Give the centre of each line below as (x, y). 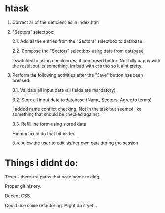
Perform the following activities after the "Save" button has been (78, 75)
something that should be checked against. (56, 114)
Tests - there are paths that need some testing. (53, 177)
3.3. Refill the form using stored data (49, 124)
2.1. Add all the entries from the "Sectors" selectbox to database (77, 41)
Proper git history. (23, 186)
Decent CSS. (18, 196)
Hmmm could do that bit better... (45, 133)
